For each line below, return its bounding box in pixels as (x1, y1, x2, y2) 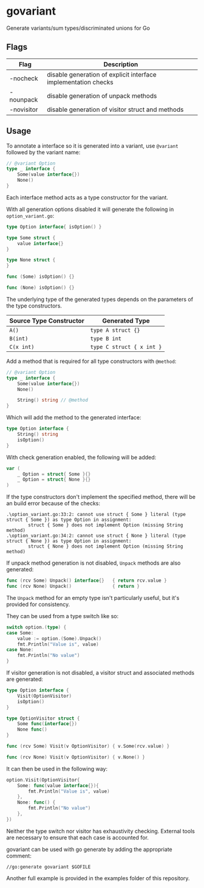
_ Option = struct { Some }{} (17, 471, 91, 477)
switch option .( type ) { (6, 624, 67, 630)
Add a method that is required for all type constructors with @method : (6, 357, 177, 365)
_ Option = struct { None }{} (17, 477, 91, 483)
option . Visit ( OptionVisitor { (6, 777, 80, 783)
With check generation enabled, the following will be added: (6, 453, 157, 461)
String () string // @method (17, 397, 88, 404)
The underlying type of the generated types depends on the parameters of (6, 295, 193, 303)
